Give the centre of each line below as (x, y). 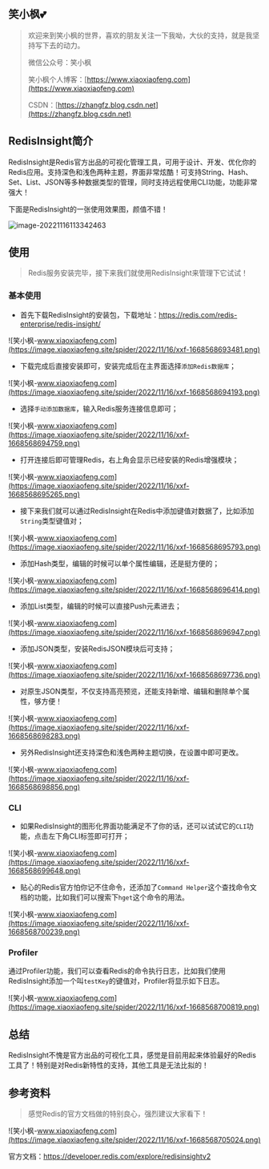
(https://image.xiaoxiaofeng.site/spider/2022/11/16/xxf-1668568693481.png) (134, 349)
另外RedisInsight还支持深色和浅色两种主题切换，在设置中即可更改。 (131, 752)
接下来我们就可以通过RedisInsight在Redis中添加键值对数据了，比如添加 (137, 511)
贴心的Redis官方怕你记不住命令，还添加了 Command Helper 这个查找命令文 (139, 888)
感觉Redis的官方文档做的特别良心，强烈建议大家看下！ (118, 1114)
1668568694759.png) (44, 443)
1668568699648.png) (45, 871)
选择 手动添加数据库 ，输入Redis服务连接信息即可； (99, 408)
